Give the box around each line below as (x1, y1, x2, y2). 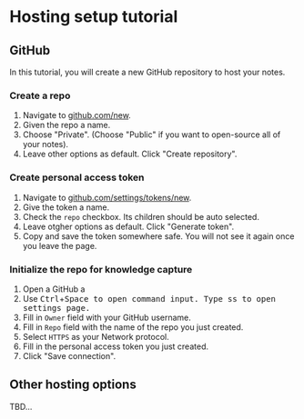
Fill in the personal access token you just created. (22, 341, 209, 352)
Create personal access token (9, 171, 145, 184)
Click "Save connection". (22, 350, 117, 361)
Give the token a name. (22, 202, 110, 213)
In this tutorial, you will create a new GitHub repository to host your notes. (9, 66, 286, 77)
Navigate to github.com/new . (22, 110, 132, 121)
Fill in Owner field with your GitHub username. (22, 312, 191, 323)
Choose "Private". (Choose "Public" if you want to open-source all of (22, 129, 281, 140)
